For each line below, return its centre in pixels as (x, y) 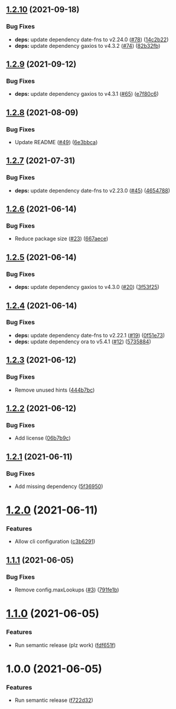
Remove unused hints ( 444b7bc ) (55, 390)
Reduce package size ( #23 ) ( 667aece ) (61, 239)
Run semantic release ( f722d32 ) (54, 700)
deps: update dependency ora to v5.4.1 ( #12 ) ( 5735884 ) (83, 342)
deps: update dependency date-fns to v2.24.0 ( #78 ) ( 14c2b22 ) (92, 39)
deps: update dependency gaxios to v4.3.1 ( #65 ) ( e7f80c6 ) (87, 94)
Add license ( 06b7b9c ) (43, 438)
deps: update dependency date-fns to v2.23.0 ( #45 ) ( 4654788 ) (92, 190)
